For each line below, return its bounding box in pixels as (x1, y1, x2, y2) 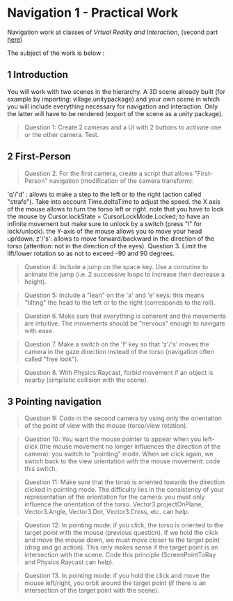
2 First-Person (7, 151, 71, 163)
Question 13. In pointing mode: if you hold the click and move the (24, 572, 211, 580)
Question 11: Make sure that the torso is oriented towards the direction (24, 478, 225, 486)
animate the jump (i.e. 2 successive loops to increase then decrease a (24, 270, 225, 278)
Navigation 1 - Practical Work (7, 5, 179, 21)
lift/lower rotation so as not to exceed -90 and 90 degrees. (7, 249, 175, 257)
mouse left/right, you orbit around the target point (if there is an (24, 579, 207, 587)
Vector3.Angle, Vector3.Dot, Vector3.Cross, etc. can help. (24, 508, 190, 516)
